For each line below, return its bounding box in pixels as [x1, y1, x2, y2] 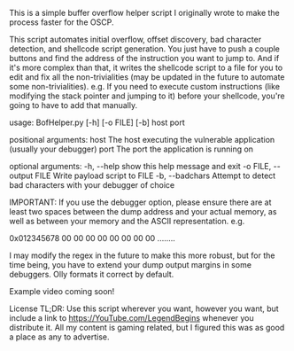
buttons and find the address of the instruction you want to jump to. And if [9, 53, 280, 63]
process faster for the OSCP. [9, 17, 114, 27]
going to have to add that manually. [9, 100, 138, 110]
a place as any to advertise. [9, 331, 110, 342]
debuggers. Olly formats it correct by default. [9, 269, 174, 279]
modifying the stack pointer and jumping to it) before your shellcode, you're [9, 90, 285, 101]
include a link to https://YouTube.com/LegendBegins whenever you [9, 313, 254, 323]
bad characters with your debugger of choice [9, 180, 175, 190]
